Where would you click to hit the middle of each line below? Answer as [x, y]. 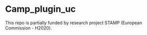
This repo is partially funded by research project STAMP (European [74, 23]
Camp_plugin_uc [40, 9]
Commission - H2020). [29, 28]
